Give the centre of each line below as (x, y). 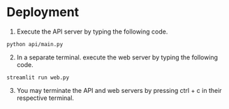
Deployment (43, 12)
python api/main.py (35, 44)
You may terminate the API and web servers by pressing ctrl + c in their (119, 90)
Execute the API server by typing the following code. (92, 31)
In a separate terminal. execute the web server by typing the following (117, 57)
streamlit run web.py (38, 78)
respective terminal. (45, 98)
